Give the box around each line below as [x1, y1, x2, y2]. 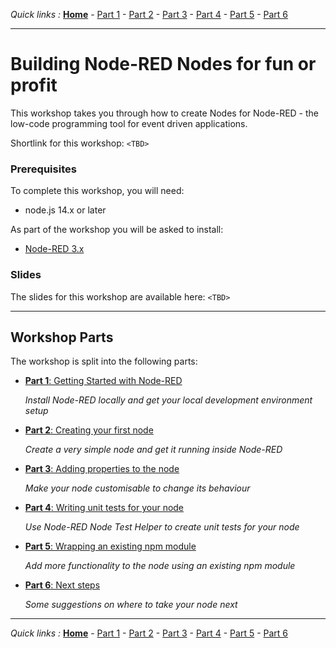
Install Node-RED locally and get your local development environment [24, 394, 313, 406]
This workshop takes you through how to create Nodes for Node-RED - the [10, 107, 320, 119]
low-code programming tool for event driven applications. [10, 117, 248, 129]
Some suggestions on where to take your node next [24, 599, 238, 611]
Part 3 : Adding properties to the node [24, 463, 180, 475]
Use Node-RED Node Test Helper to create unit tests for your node [24, 521, 300, 533]
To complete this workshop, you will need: [10, 185, 185, 197]
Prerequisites [10, 162, 77, 176]
